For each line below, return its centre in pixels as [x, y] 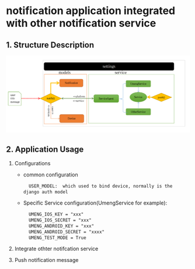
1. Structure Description [50, 45]
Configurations [32, 163]
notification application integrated [91, 11]
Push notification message [46, 260]
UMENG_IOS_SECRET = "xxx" [60, 220]
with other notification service [81, 23]
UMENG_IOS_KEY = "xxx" [56, 214]
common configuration [51, 175]
